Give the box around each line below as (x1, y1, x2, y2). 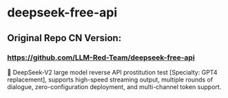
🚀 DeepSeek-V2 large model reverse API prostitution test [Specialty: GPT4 (7, 68, 218, 76)
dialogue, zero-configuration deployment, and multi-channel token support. (7, 82, 222, 90)
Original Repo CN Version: (7, 32, 122, 44)
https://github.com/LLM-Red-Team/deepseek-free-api (7, 53, 195, 62)
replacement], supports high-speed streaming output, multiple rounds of (7, 75, 214, 84)
